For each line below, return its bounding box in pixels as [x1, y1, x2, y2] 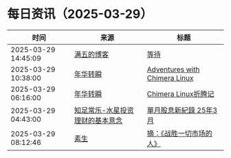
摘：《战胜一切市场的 [146, 128, 213, 138]
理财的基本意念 [74, 115, 123, 125]
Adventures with [146, 65, 200, 74]
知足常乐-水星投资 [74, 105, 134, 115]
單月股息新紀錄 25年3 [146, 105, 218, 115]
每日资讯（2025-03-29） [7, 6, 153, 22]
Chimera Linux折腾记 [146, 89, 214, 98]
